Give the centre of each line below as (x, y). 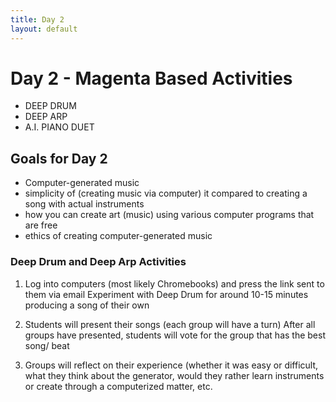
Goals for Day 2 (59, 158)
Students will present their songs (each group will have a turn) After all (170, 324)
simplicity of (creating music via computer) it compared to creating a (166, 193)
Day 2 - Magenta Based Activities (151, 78)
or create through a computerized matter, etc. (118, 386)
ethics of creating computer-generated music (118, 236)
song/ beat (47, 345)
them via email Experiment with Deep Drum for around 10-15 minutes (166, 294)
